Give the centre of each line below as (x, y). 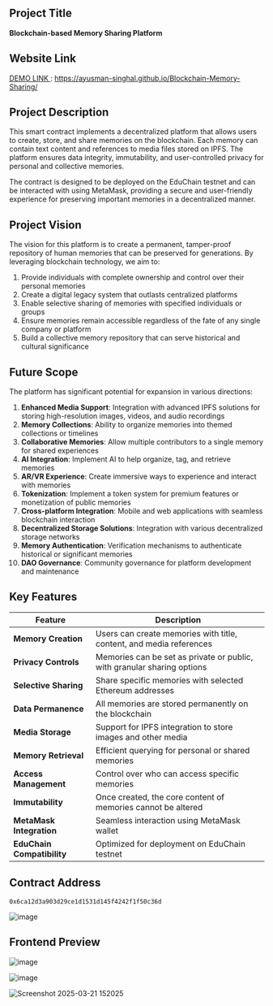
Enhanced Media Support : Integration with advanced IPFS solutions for (141, 408)
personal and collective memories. (67, 167)
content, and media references (154, 644)
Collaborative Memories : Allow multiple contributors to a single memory (142, 442)
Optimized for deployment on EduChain (171, 843)
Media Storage (42, 732)
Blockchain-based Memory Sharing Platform (86, 33)
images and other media (141, 737)
